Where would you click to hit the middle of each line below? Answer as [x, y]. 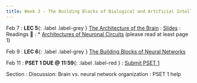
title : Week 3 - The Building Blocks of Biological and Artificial [90, 11]
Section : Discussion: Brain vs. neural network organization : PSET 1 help [94, 74]
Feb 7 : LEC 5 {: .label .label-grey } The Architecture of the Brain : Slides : [93, 28]
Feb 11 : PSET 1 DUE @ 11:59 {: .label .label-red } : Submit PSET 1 [83, 63]
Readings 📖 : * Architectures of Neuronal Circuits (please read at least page [97, 34]
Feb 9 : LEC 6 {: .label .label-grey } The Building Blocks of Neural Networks [96, 51]
